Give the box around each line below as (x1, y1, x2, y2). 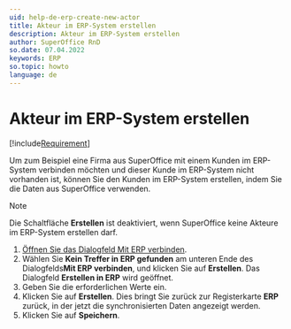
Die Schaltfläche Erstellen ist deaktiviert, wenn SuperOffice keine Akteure (9, 218, 279, 228)
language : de (9, 71, 57, 80)
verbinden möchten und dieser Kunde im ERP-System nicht (38, 164, 255, 175)
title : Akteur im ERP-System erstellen (9, 21, 157, 30)
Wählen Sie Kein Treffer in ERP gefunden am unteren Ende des (21, 253, 254, 264)
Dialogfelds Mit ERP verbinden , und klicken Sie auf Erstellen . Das (21, 263, 261, 273)
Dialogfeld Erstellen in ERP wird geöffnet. (21, 272, 174, 283)
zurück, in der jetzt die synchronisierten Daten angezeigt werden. (21, 300, 261, 310)
